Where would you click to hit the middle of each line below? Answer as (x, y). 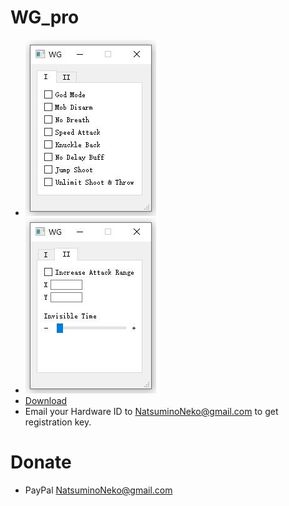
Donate (41, 462)
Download (46, 400)
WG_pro (45, 17)
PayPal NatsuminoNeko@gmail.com (98, 490)
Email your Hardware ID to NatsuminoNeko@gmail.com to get (151, 411)
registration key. (58, 422)
